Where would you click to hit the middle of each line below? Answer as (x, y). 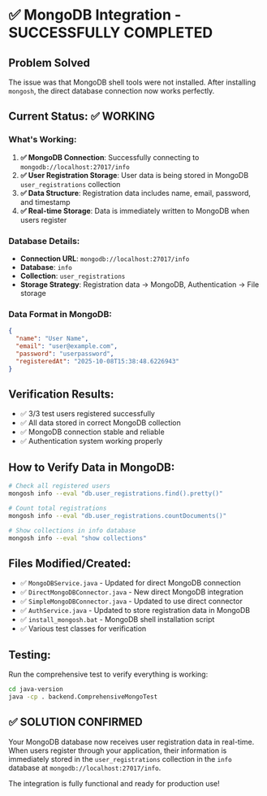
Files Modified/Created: (70, 563)
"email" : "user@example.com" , (67, 346)
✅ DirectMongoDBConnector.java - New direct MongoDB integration (131, 592)
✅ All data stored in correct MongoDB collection (100, 423)
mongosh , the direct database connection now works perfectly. (112, 91)
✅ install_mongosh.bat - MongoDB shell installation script (117, 620)
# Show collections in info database (72, 530)
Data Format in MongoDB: (60, 314)
